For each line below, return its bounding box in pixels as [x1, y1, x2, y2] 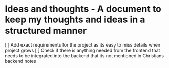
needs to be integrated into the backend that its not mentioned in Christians [5, 52, 164, 59]
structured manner [5, 25, 87, 36]
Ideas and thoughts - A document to [5, 3, 162, 15]
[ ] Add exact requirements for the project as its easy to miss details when [5, 41, 161, 48]
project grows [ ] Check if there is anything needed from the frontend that [5, 47, 160, 53]
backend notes [5, 58, 36, 64]
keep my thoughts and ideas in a [5, 14, 145, 26]
